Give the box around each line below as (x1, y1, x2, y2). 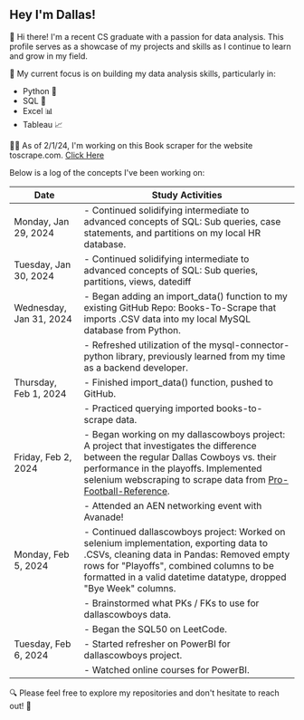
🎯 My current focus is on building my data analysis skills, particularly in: (9, 68, 276, 79)
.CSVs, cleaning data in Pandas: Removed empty (83, 548, 290, 561)
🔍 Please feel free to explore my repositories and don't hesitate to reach (9, 687, 280, 698)
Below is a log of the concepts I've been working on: (9, 167, 205, 178)
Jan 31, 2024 (14, 312, 72, 325)
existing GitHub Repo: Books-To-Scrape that (83, 301, 277, 313)
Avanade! (83, 511, 124, 523)
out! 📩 (9, 700, 32, 711)
